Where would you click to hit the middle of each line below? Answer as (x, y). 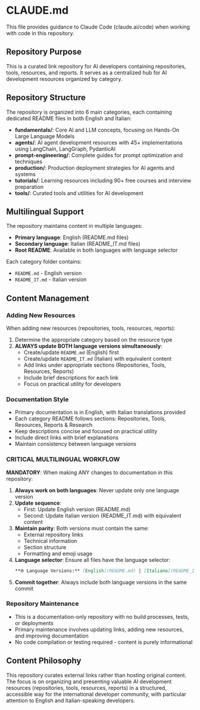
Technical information (50, 541)
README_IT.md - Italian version (51, 280)
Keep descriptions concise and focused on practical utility (86, 431)
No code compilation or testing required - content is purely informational (104, 642)
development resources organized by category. (64, 79)
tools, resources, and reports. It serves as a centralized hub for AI (87, 73)
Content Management (48, 298)
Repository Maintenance (43, 603)
